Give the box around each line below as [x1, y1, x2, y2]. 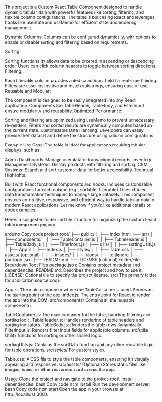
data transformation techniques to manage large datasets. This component [5, 192, 154, 197]
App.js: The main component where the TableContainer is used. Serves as [5, 287, 153, 292]
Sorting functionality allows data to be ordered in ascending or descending [5, 58, 154, 64]
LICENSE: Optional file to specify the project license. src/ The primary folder [5, 273, 157, 278]
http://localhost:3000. [5, 391, 48, 397]
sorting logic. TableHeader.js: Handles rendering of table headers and [5, 317, 144, 322]
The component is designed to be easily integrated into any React [5, 97, 136, 103]
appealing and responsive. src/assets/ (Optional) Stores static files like [5, 361, 146, 367]
